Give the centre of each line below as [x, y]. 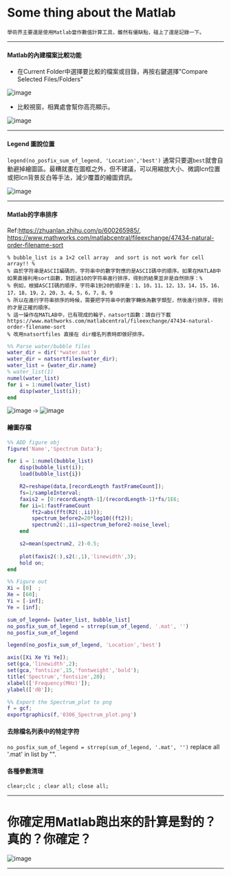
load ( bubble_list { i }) [50, 474]
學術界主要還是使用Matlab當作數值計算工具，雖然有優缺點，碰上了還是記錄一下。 [106, 32]
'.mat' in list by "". [32, 754]
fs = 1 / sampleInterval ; [50, 493]
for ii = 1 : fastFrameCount [55, 506]
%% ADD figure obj [33, 442]
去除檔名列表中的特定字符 [43, 731]
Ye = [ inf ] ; [24, 607]
